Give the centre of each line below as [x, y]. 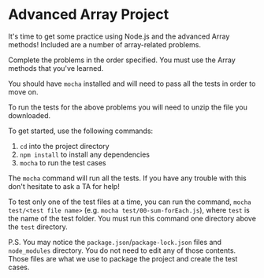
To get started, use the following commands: [81, 131]
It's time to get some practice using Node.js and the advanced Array [119, 36]
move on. [23, 91]
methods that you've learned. [56, 68]
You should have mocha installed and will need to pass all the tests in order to [132, 83]
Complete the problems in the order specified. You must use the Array [122, 60]
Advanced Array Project [89, 15]
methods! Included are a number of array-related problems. [105, 44]
